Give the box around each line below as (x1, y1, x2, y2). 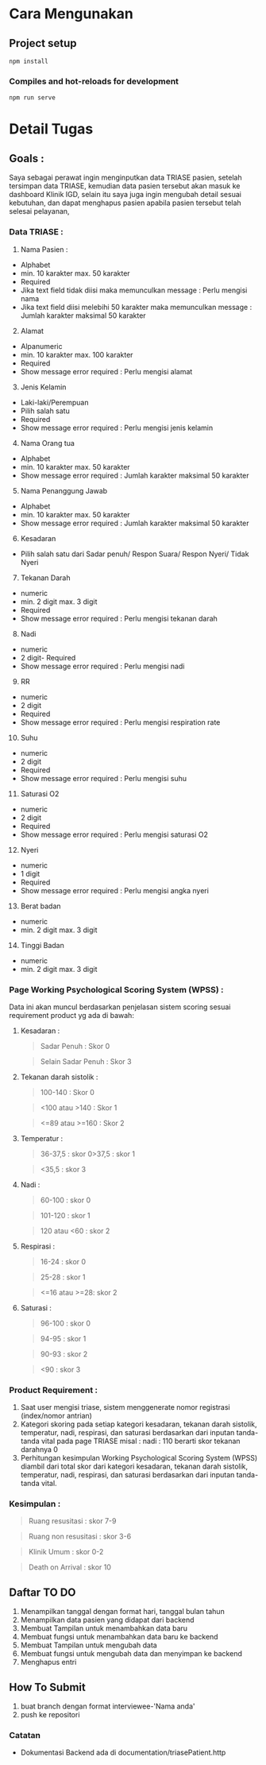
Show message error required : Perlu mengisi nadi (20, 661, 185, 671)
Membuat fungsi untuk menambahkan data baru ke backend (20, 1632, 218, 1642)
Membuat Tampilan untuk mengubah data (20, 1640, 157, 1650)
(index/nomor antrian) (20, 1411, 92, 1421)
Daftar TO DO (9, 1585, 76, 1599)
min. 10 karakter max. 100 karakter (20, 350, 133, 359)
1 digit (20, 869, 40, 878)
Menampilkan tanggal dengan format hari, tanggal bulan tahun (20, 1607, 225, 1616)
